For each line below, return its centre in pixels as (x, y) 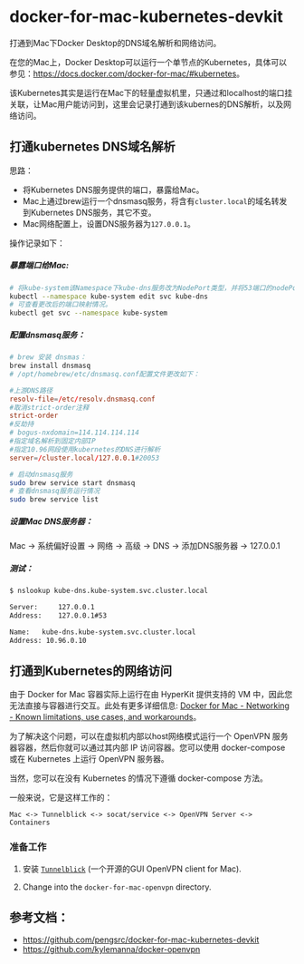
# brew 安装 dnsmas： (48, 357)
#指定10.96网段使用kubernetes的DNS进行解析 (85, 449)
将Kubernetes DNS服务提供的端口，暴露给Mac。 (113, 190)
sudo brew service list (54, 500)
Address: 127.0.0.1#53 (58, 615)
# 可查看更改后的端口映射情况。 (61, 305)
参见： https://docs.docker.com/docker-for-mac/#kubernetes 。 (127, 73)
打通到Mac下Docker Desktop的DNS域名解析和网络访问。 (115, 43)
